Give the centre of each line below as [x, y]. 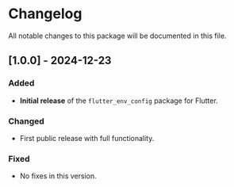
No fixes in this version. [58, 176]
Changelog [45, 14]
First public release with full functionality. [87, 138]
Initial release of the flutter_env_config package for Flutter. [119, 101]
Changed [27, 121]
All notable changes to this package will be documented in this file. [117, 36]
